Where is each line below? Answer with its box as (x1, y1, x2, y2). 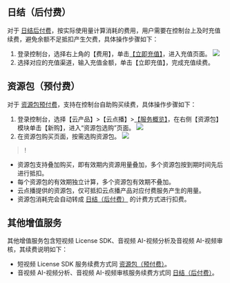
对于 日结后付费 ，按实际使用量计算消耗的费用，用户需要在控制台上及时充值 (7, 26, 221, 35)
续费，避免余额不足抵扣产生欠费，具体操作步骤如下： (7, 35, 159, 43)
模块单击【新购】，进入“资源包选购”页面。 (17, 123, 135, 131)
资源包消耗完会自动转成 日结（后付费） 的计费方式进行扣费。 (17, 194, 191, 203)
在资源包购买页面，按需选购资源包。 (17, 132, 121, 140)
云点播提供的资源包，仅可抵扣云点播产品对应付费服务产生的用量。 (17, 186, 205, 194)
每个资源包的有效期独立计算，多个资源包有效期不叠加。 (17, 177, 175, 185)
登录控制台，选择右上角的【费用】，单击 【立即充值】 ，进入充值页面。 (17, 49, 211, 57)
